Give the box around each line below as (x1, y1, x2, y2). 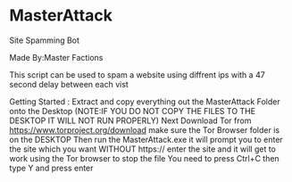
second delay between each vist (9, 79, 129, 89)
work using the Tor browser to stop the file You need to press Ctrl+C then (9, 153, 279, 163)
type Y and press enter (9, 162, 94, 173)
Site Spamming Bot (9, 35, 80, 45)
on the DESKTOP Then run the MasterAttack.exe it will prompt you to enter (9, 134, 283, 145)
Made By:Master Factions (9, 52, 104, 62)
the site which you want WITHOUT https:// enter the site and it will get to (9, 144, 277, 154)
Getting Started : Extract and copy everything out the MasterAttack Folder (9, 95, 280, 107)
